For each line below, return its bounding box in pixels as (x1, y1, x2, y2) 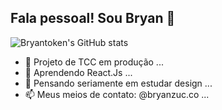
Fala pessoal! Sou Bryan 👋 (10, 10, 176, 27)
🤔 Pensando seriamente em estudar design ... (24, 77, 213, 89)
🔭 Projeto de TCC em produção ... (24, 56, 164, 68)
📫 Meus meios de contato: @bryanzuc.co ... (24, 88, 210, 100)
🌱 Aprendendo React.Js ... (24, 66, 133, 78)
